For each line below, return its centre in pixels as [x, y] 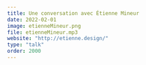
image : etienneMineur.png [44, 26]
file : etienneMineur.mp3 [42, 32]
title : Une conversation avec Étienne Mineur [73, 13]
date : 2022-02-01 [32, 20]
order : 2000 [24, 51]
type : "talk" [26, 45]
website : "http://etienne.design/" [58, 39]
